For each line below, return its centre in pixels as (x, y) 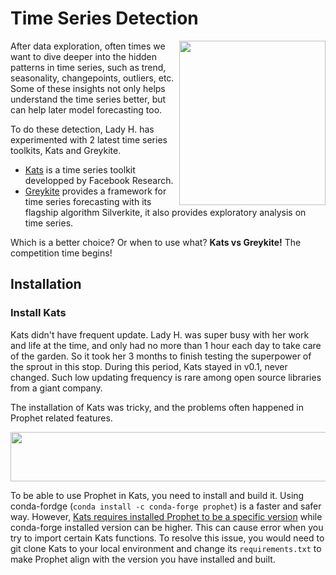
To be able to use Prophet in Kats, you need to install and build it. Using (157, 495)
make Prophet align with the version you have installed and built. (143, 559)
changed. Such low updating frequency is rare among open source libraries (166, 377)
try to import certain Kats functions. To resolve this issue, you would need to (167, 538)
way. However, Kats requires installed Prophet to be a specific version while (166, 516)
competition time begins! (61, 253)
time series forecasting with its (88, 201)
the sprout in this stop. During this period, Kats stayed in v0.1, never (149, 366)
